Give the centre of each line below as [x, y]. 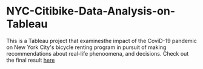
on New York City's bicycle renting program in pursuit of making [86, 47]
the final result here [31, 60]
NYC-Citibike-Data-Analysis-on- [91, 11]
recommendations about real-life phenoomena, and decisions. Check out [98, 53]
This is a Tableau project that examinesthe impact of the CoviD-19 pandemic [101, 41]
